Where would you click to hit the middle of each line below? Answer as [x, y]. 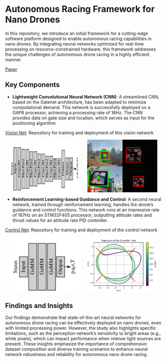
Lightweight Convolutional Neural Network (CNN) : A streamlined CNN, [86, 97]
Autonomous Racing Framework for [80, 9]
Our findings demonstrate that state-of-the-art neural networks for [73, 317]
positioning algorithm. [34, 123]
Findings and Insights [39, 306]
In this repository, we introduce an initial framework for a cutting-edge [77, 33]
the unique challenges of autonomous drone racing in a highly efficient [77, 54]
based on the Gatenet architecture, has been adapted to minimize [79, 102]
